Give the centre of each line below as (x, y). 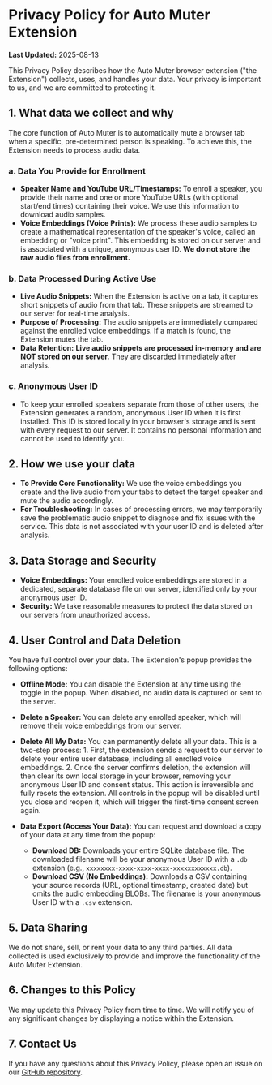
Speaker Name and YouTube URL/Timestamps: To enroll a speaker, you (141, 189)
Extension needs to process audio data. (74, 150)
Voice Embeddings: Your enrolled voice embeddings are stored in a (133, 580)
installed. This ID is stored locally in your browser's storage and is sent (138, 421)
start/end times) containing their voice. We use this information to (130, 206)
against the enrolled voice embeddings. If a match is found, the (125, 331)
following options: (38, 669)
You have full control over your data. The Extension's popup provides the (130, 660)
